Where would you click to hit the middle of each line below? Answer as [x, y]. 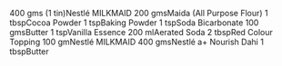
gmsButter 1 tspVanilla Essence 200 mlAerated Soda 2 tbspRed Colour [141, 32]
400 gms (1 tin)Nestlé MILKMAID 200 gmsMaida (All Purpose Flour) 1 [139, 13]
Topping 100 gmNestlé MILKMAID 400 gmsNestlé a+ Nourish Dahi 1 [136, 42]
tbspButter [30, 52]
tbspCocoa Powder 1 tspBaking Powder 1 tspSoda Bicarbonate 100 [134, 23]
